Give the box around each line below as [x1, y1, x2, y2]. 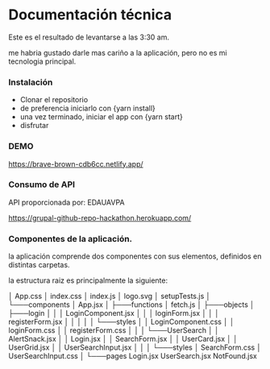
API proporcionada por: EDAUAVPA [8, 197, 125, 207]
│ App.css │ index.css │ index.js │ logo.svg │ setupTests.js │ [8, 292, 211, 301]
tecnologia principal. [8, 56, 77, 66]
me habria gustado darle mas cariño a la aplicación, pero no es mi [8, 48, 227, 57]
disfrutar [19, 121, 49, 131]
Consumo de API [8, 179, 75, 190]
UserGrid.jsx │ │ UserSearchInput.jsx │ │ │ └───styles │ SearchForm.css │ [8, 342, 262, 352]
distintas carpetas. [8, 260, 70, 270]
